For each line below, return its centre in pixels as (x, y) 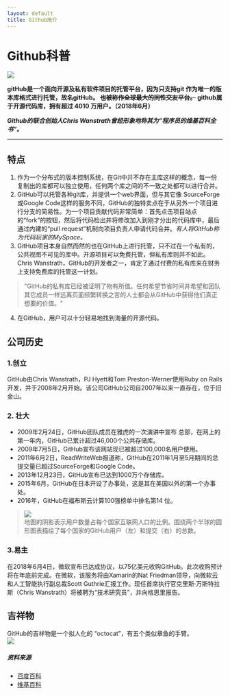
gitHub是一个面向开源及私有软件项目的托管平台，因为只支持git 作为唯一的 (111, 89)
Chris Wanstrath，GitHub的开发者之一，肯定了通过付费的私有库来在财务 (118, 263)
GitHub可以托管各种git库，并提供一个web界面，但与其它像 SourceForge (118, 195)
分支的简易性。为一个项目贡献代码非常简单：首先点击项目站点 (110, 212)
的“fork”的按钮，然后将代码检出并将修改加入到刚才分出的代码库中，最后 (118, 220)
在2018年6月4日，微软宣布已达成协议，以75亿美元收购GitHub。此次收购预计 (115, 566)
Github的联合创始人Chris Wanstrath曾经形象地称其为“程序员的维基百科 (109, 121)
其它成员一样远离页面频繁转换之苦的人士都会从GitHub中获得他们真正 (120, 295)
